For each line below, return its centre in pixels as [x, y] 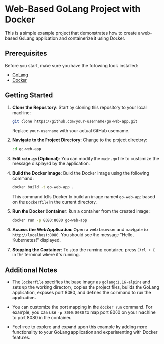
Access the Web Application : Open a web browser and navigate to [80, 230]
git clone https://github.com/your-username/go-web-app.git [75, 121]
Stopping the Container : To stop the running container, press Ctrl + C [83, 250]
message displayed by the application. [51, 164]
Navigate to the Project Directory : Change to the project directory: [80, 140]
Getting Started [29, 96]
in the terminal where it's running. [46, 255]
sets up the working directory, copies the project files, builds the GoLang [85, 287]
